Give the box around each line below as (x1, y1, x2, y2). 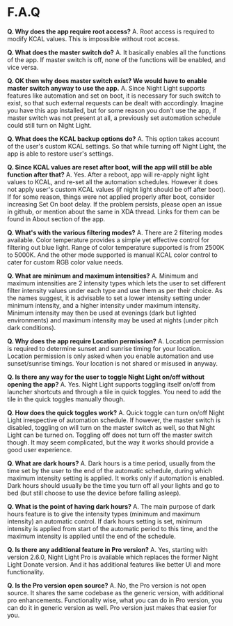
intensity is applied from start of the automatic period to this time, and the (7, 524, 218, 532)
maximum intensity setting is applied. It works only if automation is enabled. (7, 474, 225, 482)
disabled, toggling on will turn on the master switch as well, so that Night (7, 423, 216, 431)
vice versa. (7, 63, 39, 71)
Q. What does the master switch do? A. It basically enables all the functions (7, 48, 226, 57)
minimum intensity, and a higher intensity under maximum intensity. (7, 301, 200, 309)
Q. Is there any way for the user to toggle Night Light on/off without (7, 373, 205, 381)
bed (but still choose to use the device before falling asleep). (7, 489, 182, 497)
